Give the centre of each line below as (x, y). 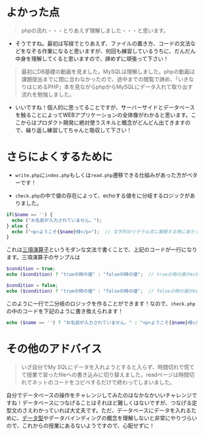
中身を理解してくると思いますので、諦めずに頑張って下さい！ (92, 58)
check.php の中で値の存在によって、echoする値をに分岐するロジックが (102, 195)
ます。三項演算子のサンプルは (43, 257)
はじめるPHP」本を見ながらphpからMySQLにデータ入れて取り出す (110, 86)
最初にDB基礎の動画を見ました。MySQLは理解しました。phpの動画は (108, 71)
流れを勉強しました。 (48, 94)
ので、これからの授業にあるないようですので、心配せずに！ (80, 425)
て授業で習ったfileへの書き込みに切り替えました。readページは (100, 374)
